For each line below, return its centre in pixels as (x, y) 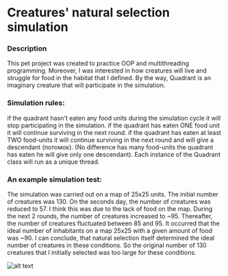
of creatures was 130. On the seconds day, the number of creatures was (109, 202)
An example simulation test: (55, 179)
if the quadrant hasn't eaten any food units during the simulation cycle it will (114, 118)
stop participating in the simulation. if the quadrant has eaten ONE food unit (114, 125)
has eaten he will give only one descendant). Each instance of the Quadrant (114, 154)
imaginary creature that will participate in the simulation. (86, 85)
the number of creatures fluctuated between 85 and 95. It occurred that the (114, 223)
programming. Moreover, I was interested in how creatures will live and (107, 71)
